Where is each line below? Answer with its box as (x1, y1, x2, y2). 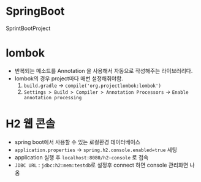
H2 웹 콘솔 (6, 117, 56, 131)
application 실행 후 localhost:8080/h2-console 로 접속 (14, 153, 149, 161)
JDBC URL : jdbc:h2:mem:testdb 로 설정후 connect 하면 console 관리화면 (14, 161, 189, 169)
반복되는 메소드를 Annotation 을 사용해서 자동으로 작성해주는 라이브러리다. (14, 67, 193, 74)
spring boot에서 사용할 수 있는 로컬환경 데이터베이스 (14, 138, 140, 145)
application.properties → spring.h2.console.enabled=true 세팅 (14, 146, 177, 153)
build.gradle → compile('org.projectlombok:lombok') (23, 82, 162, 89)
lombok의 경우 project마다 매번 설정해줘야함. (14, 75, 123, 82)
